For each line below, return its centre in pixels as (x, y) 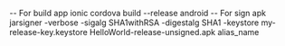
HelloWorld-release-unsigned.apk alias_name (174, 32)
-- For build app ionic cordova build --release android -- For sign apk (138, 13)
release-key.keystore (48, 32)
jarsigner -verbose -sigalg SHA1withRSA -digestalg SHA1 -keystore (134, 23)
